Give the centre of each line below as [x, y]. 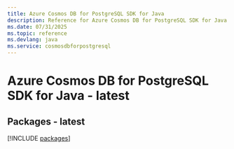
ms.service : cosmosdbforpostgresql [59, 46]
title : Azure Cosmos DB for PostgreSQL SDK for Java [86, 14]
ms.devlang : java [33, 40]
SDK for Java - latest [68, 96]
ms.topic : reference [37, 33]
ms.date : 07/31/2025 [37, 27]
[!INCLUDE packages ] [39, 138]
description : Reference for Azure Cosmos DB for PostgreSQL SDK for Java [117, 20]
